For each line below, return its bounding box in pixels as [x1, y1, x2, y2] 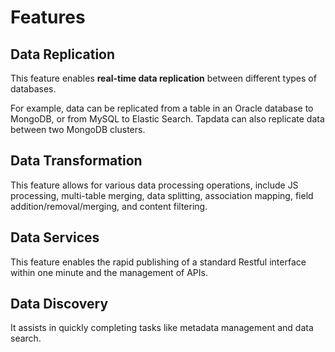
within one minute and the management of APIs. [10, 266, 208, 278]
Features [10, 6, 86, 29]
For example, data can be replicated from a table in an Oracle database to [10, 102, 314, 114]
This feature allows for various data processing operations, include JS [10, 179, 299, 191]
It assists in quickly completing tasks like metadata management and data [10, 322, 314, 334]
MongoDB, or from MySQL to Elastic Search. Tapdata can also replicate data [10, 113, 325, 125]
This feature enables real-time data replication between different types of [10, 72, 317, 84]
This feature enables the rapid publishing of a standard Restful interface [10, 256, 307, 268]
